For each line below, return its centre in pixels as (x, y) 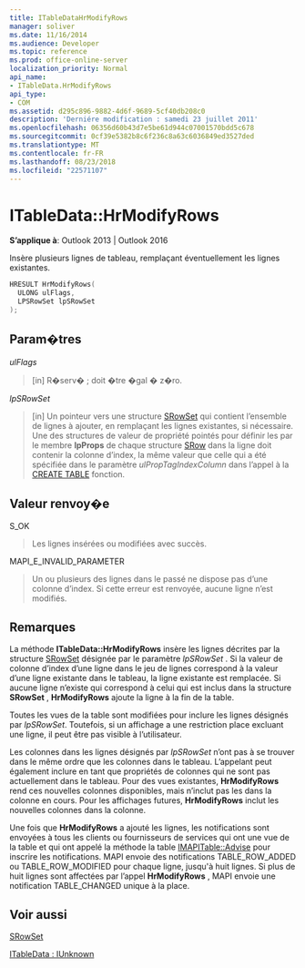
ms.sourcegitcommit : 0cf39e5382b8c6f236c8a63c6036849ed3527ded (132, 137)
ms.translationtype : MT (55, 145)
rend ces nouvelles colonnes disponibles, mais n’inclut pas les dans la (141, 791)
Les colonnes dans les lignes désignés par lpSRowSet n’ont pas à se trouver (152, 752)
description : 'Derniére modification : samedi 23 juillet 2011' (134, 119)
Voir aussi (38, 915)
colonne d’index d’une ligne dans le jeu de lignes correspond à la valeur (144, 668)
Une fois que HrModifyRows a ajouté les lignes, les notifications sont (140, 828)
